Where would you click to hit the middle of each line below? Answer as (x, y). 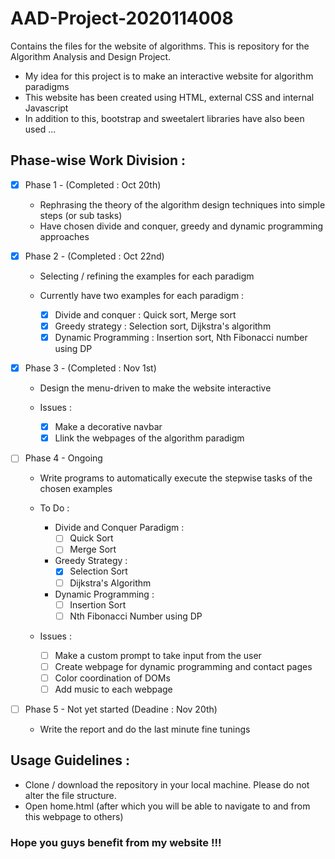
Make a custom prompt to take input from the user (158, 655)
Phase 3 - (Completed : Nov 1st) (90, 368)
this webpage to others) (74, 816)
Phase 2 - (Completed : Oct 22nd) (94, 256)
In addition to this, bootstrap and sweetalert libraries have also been (164, 118)
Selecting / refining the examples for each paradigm (147, 276)
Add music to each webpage (113, 689)
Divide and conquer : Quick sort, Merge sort (145, 314)
